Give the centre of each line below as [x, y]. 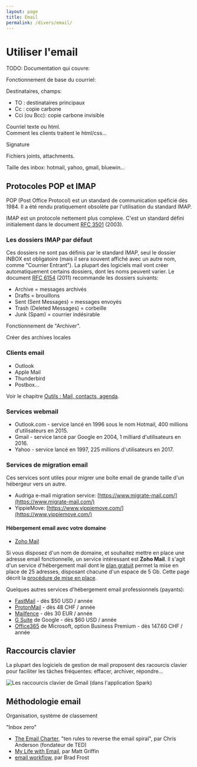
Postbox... [27, 384]
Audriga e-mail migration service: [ [57, 496]
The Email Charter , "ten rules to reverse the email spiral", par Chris [95, 739]
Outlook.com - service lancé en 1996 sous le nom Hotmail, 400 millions [101, 425]
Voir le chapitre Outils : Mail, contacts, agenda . [63, 396]
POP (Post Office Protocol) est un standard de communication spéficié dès [97, 200]
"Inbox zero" [22, 727]
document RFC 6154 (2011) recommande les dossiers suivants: [83, 278]
